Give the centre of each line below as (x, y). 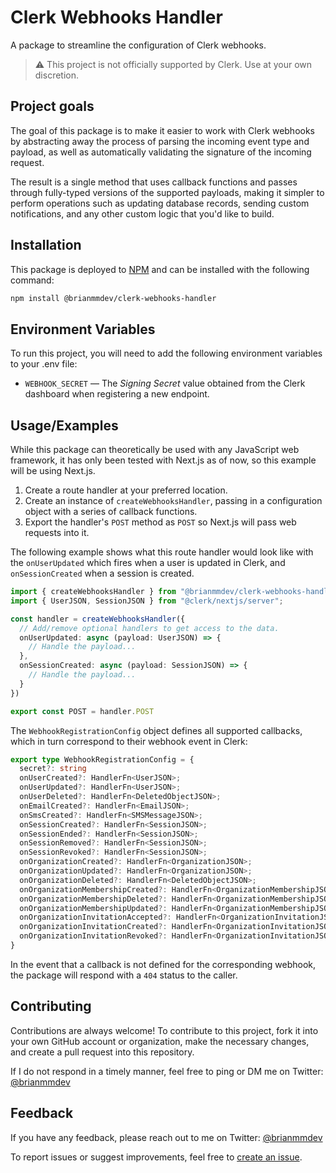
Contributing (51, 1006)
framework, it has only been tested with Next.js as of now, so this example (163, 460)
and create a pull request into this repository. (102, 1052)
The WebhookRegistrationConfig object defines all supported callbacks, (156, 730)
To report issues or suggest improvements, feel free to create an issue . (156, 1157)
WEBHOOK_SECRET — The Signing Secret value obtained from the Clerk (165, 383)
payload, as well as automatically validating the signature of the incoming (161, 152)
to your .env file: (44, 364)
